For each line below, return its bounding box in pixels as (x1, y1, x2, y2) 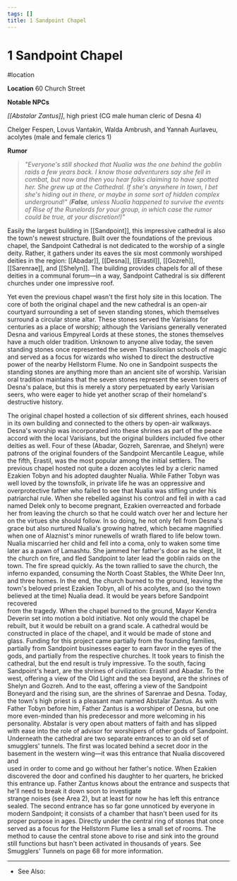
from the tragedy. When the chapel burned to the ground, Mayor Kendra (7, 607, 217, 615)
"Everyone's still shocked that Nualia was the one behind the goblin (24, 160, 222, 169)
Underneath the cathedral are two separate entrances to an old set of (7, 734, 209, 743)
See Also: (17, 867, 46, 876)
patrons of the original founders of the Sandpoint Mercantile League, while (7, 449, 224, 458)
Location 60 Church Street (7, 84, 86, 93)
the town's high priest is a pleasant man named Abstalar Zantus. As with (7, 697, 217, 705)
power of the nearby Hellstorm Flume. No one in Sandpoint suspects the (7, 360, 218, 369)
